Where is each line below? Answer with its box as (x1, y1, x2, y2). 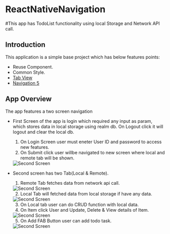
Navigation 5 (12, 80, 40, 86)
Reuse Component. (12, 63, 53, 70)
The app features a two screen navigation (5, 108, 93, 114)
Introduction (5, 41, 46, 49)
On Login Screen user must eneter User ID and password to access (20, 139, 162, 145)
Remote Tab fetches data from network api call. (20, 180, 120, 186)
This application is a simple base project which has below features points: (5, 54, 160, 60)
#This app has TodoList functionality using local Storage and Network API (5, 20, 160, 26)
